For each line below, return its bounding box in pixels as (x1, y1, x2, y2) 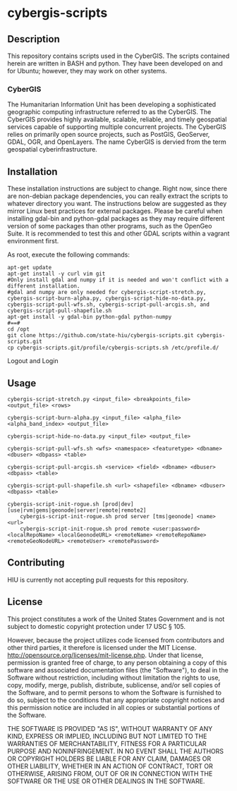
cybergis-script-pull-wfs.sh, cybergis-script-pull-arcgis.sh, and (7, 301, 210, 308)
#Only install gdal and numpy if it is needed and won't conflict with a (7, 276, 229, 283)
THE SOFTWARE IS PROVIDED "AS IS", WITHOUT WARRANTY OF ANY (7, 724, 213, 732)
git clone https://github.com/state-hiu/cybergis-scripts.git (7, 332, 194, 339)
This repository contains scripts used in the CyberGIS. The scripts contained (7, 51, 230, 60)
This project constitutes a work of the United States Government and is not (7, 615, 225, 623)
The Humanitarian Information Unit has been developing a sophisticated (7, 100, 217, 109)
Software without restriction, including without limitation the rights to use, (7, 673, 221, 682)
